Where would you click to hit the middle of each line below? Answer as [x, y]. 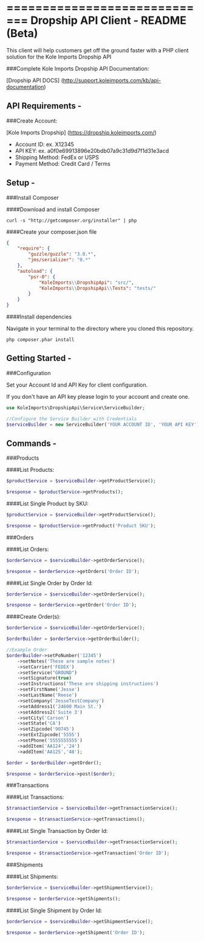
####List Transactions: [35, 797]
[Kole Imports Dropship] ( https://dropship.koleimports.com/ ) [81, 132]
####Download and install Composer [53, 209]
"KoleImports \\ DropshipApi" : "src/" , [87, 283]
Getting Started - [39, 358]
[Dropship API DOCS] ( [35, 80]
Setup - [21, 183]
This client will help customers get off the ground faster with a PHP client [98, 50]
